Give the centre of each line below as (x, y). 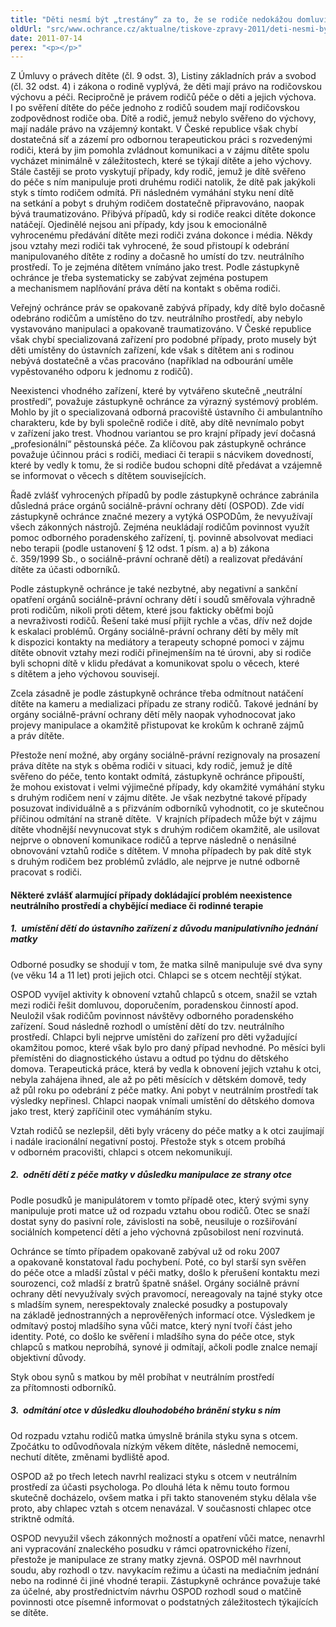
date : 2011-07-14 (46, 38)
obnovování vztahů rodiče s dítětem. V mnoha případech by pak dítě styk (161, 851)
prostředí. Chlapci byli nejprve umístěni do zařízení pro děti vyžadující (154, 1037)
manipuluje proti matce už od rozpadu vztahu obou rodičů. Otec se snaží (160, 1210)
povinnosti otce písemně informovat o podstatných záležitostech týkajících (164, 1602)
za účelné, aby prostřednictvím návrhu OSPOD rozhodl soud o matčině (156, 1591)
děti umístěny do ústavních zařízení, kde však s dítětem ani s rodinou (152, 350)
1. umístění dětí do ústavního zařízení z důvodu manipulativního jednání (164, 928)
